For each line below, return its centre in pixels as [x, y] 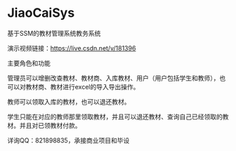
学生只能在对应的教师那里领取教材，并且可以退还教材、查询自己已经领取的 [115, 117]
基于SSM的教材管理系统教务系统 [54, 33]
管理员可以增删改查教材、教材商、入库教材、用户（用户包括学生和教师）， [113, 78]
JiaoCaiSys [41, 13]
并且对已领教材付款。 [50, 125]
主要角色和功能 [29, 63]
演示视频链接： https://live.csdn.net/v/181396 [72, 48]
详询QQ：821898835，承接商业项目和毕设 [68, 140]
